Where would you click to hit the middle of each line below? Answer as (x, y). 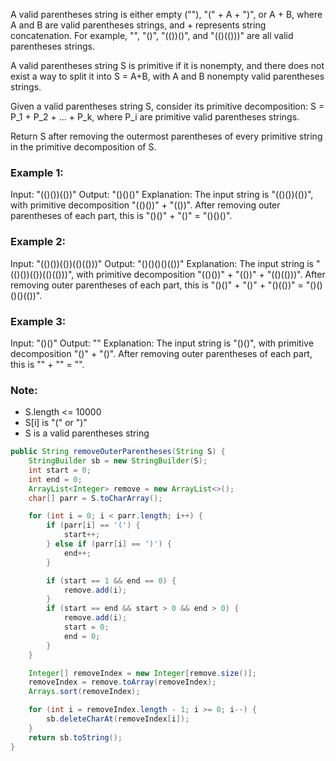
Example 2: (38, 242)
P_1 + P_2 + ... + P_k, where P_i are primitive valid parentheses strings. (155, 117)
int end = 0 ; (55, 479)
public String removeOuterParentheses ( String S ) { (118, 452)
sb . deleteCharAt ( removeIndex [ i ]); (118, 719)
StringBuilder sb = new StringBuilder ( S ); (118, 461)
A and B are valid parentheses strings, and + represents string (138, 25)
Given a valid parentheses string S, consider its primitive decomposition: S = (167, 106)
